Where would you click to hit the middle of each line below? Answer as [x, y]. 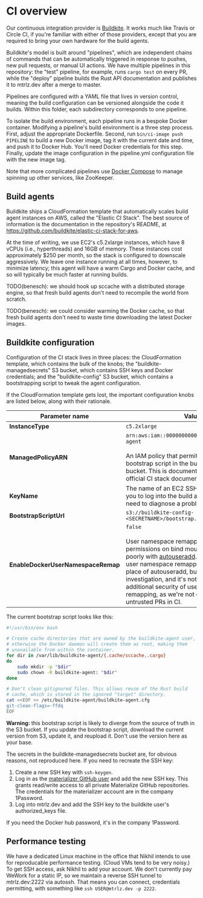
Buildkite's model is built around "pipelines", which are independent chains [99, 52]
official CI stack [148, 478]
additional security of [156, 586]
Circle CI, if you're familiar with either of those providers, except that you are [101, 34]
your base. [20, 742]
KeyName [24, 496]
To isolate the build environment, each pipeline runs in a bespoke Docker [97, 121]
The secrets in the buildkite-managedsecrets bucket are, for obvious [92, 754]
